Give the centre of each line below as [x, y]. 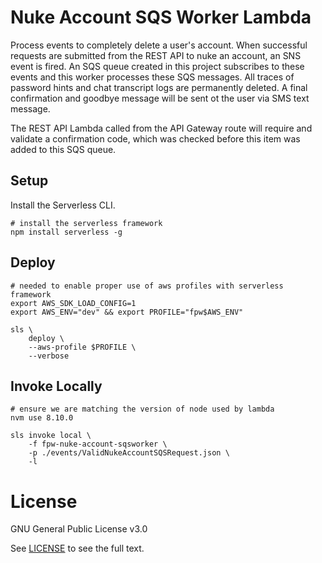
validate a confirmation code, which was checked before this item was [155, 138]
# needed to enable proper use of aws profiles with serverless [147, 286]
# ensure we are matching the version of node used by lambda [142, 409]
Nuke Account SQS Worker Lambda [161, 17]
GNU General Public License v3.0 [79, 529]
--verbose [49, 356]
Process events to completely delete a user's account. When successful [159, 45]
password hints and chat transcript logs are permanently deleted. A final [159, 87]
